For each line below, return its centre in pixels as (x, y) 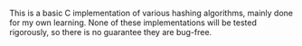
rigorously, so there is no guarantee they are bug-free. (111, 32)
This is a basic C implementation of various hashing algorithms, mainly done (151, 13)
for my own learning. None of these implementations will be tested (133, 23)
